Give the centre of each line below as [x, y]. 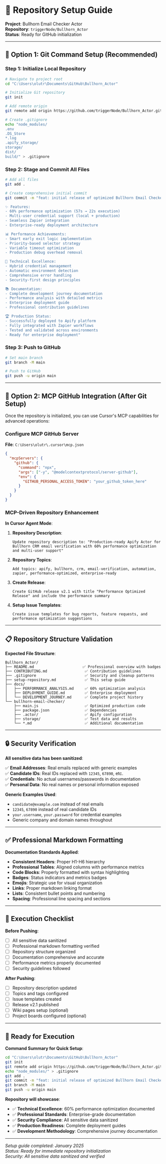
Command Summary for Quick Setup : [44, 1048]
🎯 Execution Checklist [40, 919]
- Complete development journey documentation [54, 294]
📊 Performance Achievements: [36, 234]
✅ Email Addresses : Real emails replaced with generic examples [71, 768]
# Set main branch [24, 358]
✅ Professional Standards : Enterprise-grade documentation [74, 1114]
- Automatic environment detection [42, 271]
